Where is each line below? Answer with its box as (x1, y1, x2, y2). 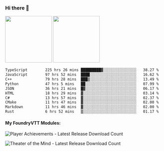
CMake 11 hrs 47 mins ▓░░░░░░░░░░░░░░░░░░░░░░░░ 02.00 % (5, 100, 159, 105)
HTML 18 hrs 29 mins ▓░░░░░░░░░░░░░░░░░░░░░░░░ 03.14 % (5, 90, 159, 96)
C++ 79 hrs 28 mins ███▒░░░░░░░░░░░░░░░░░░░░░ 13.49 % (5, 77, 159, 82)
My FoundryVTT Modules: (5, 120, 61, 126)
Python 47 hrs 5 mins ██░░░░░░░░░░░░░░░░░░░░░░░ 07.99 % (5, 81, 159, 86)
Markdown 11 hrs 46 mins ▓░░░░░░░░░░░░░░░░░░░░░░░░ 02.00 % (5, 104, 159, 110)
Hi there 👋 (5, 4, 30, 11)
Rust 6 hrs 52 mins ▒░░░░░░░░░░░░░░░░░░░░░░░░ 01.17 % (5, 109, 159, 114)
